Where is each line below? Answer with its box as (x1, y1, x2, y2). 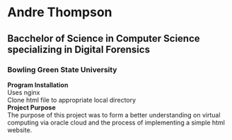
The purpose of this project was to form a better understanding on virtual (7, 110, 221, 119)
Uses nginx (7, 88, 40, 96)
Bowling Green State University (7, 64, 117, 74)
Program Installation (7, 81, 69, 89)
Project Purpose (7, 103, 57, 112)
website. (7, 125, 33, 134)
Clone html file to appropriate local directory (7, 95, 137, 104)
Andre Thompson (7, 4, 112, 21)
